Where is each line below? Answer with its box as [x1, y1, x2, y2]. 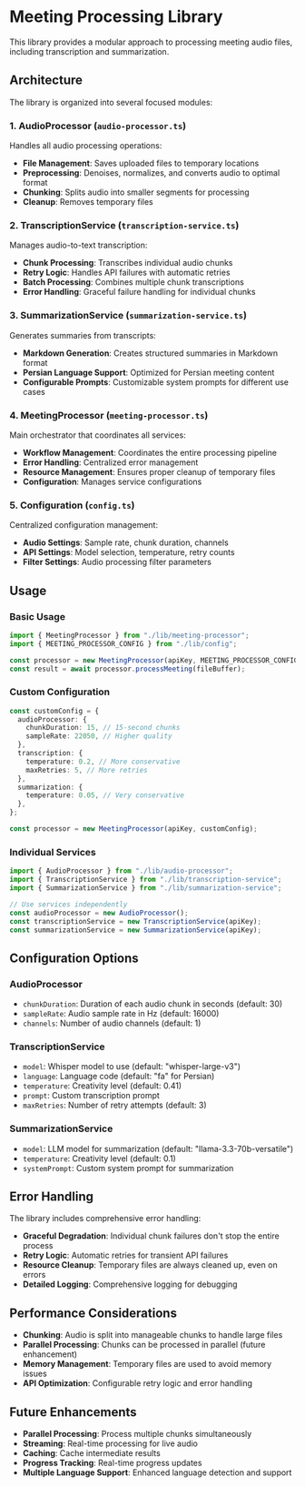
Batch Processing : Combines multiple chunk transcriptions [22, 277, 245, 288]
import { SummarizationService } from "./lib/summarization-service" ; [9, 884, 282, 893]
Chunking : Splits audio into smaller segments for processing [22, 187, 250, 197]
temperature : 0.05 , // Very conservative [25, 791, 184, 800]
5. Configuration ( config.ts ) [9, 499, 135, 511]
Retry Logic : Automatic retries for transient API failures [22, 1249, 229, 1261]
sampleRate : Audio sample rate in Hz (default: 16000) [22, 1008, 220, 1019]
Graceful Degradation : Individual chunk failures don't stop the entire [22, 1230, 280, 1241]
